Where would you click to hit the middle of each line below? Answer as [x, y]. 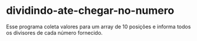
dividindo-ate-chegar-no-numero [90, 11]
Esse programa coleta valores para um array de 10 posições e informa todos [98, 27]
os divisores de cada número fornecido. [54, 32]
